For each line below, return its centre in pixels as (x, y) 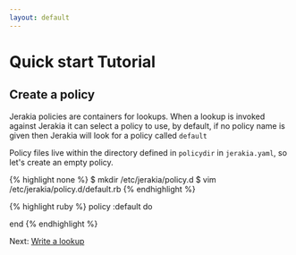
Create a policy (52, 95)
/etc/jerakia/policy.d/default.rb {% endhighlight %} (102, 189)
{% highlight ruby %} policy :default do (81, 206)
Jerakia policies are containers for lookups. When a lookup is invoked (137, 116)
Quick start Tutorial (83, 61)
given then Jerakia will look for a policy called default (108, 135)
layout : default (39, 17)
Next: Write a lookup (47, 241)
